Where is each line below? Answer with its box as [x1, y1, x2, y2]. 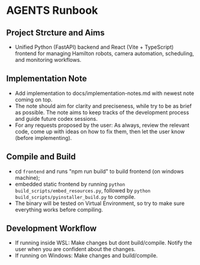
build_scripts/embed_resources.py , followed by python [14, 187, 151, 194]
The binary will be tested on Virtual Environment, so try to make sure [14, 200, 185, 207]
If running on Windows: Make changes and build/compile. [14, 252, 158, 259]
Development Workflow [6, 224, 97, 234]
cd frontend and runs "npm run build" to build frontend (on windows [14, 168, 184, 175]
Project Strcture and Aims [6, 28, 105, 38]
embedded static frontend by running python [14, 180, 126, 187]
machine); [14, 174, 40, 181]
